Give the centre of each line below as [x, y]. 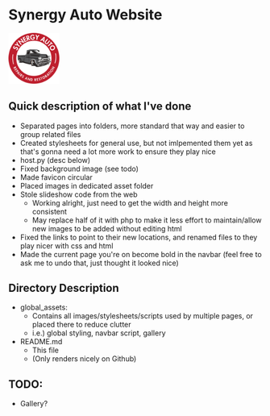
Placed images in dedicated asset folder [87, 185]
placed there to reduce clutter [81, 325]
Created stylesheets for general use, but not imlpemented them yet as [136, 143]
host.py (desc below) [55, 160]
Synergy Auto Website [85, 15]
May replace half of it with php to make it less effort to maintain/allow [147, 220]
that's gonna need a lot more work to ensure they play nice [118, 152]
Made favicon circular [56, 177]
